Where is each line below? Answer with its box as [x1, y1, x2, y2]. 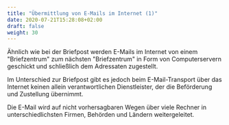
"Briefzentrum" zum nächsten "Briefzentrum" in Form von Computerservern [7, 55, 221, 64]
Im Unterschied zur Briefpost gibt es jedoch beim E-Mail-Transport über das [7, 76, 222, 84]
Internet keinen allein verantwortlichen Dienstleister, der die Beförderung [7, 83, 213, 91]
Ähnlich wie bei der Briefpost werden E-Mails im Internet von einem [7, 48, 198, 56]
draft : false [7, 23, 45, 29]
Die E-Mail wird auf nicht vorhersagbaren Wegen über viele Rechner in [7, 103, 207, 111]
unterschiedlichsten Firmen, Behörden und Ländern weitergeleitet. [7, 111, 195, 119]
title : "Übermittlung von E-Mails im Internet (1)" [7, 10, 158, 17]
